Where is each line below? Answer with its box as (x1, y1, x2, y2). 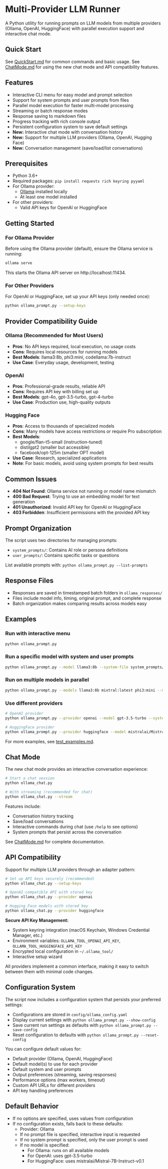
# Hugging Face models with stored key (5, 904, 88, 909)
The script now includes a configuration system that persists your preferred (5, 996, 161, 1002)
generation (12, 499, 35, 505)
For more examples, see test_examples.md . (5, 738, 94, 744)
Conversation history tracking (12, 813, 74, 819)
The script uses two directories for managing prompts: (5, 537, 117, 543)
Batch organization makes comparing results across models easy (12, 600, 147, 607)
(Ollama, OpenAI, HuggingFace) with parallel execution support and (5, 25, 144, 31)
